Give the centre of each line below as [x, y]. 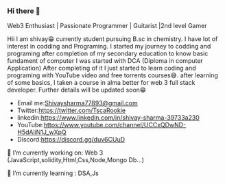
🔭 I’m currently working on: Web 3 [55, 153]
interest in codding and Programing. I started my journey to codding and [109, 47]
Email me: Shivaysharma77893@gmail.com [78, 103]
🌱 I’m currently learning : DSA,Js [53, 173]
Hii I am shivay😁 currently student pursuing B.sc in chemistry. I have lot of [113, 39]
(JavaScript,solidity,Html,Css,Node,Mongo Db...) [76, 160]
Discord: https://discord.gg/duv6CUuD [71, 140]
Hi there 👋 [24, 11]
